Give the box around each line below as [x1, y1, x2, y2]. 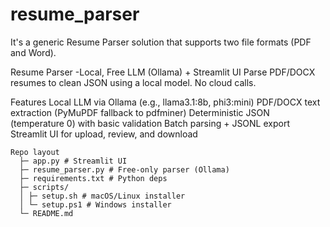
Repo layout [10, 147, 60, 157]
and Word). [10, 46, 57, 58]
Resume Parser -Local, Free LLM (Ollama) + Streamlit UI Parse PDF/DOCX [10, 66, 316, 78]
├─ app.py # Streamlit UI [19, 156, 128, 166]
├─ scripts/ [19, 182, 70, 192]
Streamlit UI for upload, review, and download [10, 128, 198, 140]
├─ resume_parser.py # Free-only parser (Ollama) [19, 164, 230, 175]
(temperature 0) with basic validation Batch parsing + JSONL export [10, 117, 290, 129]
